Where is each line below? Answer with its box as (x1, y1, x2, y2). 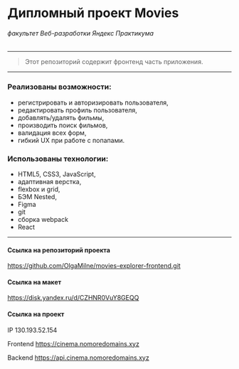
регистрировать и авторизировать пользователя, (17, 98, 169, 107)
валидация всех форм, (17, 128, 87, 137)
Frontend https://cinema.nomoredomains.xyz (7, 339, 140, 348)
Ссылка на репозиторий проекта (7, 245, 110, 254)
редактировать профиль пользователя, (17, 105, 137, 114)
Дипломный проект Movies (7, 5, 179, 21)
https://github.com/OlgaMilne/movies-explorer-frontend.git (7, 262, 181, 270)
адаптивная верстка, (17, 177, 82, 186)
